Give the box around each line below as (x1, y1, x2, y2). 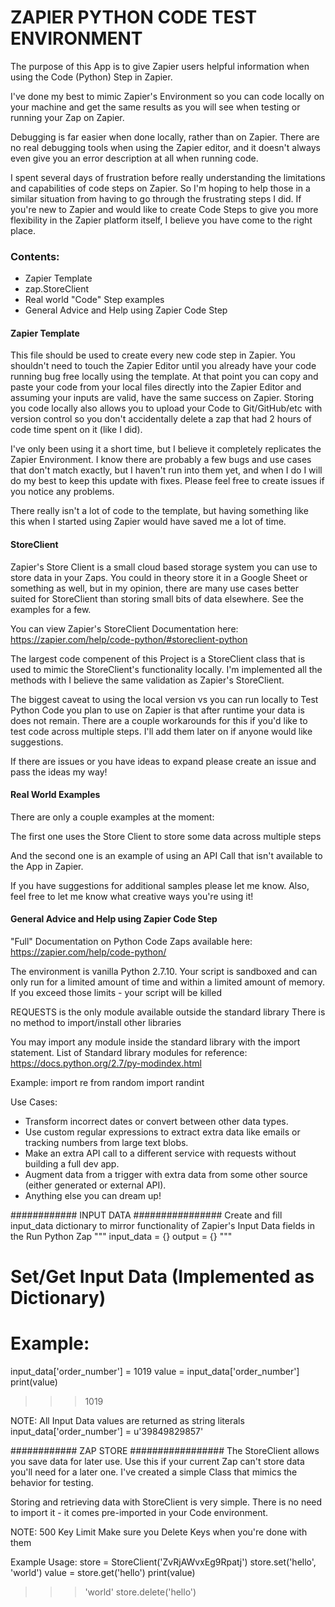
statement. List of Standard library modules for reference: (10, 1047, 248, 1059)
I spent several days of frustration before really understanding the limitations (10, 171, 326, 183)
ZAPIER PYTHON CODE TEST (10, 6, 258, 29)
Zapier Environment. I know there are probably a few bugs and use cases (10, 454, 312, 466)
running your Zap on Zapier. (10, 111, 125, 123)
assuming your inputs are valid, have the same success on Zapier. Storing (10, 392, 315, 404)
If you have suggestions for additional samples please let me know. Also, (10, 879, 310, 891)
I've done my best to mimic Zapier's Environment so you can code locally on (10, 90, 325, 102)
